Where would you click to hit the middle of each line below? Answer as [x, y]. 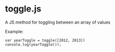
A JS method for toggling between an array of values [58, 22]
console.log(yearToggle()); [33, 44]
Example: [14, 31]
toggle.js [23, 9]
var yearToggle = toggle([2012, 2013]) [45, 40]
